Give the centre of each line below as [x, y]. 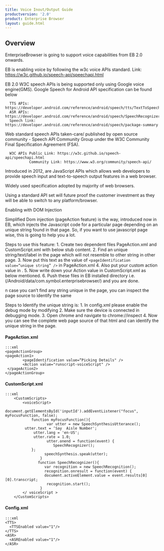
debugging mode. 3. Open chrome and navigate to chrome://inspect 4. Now [81, 316]
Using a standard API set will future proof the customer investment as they [80, 195]
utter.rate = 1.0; [52, 437]
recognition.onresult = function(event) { [88, 471]
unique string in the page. [31, 326]
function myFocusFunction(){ [61, 420]
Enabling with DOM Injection [33, 210]
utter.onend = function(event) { [81, 441]
